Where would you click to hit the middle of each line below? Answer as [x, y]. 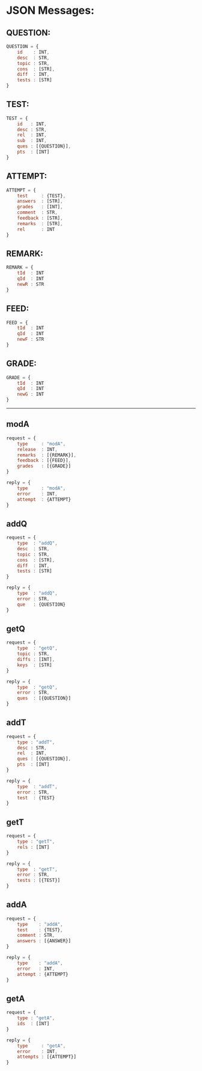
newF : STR [31, 340]
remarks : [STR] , [40, 223]
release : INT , [38, 449]
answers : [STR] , [40, 201]
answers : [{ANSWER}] [44, 941]
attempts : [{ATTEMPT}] [47, 1057]
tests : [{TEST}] [39, 880]
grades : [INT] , [40, 207]
